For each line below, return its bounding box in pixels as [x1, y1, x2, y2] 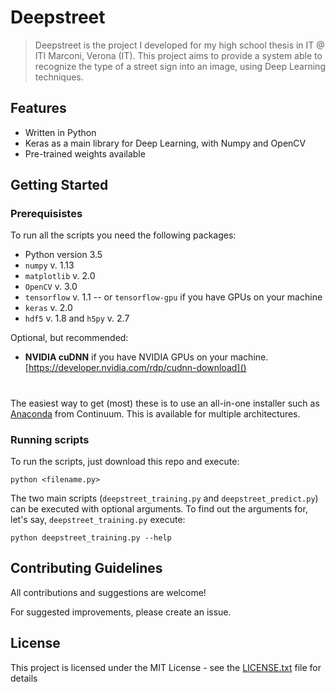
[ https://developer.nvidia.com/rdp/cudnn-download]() [24, 362, 247, 374]
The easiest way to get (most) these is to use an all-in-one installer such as [10, 397, 320, 409]
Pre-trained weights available [24, 147, 146, 160]
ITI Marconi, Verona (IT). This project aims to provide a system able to [34, 49, 323, 61]
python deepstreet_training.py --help [10, 532, 172, 543]
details [10, 672, 38, 684]
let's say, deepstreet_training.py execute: [10, 513, 186, 525]
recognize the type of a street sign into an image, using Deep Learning [34, 60, 326, 72]
